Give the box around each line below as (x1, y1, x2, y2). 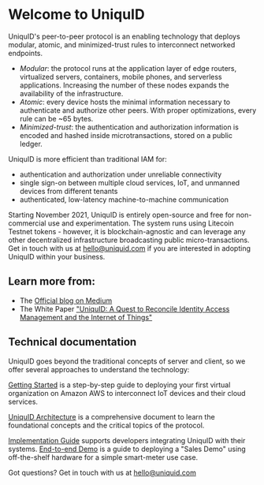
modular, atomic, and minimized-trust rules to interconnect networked (8, 39, 236, 49)
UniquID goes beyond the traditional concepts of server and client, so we (8, 356, 246, 366)
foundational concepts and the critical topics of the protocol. (8, 420, 205, 430)
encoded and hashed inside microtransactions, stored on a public (19, 130, 232, 140)
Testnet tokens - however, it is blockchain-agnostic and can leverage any (8, 226, 246, 236)
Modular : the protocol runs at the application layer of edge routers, (19, 63, 237, 73)
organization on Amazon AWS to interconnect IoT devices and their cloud (8, 388, 246, 397)
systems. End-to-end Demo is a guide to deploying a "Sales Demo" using (8, 444, 246, 453)
